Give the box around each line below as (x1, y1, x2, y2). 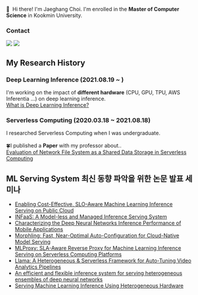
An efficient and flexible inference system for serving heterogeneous (14, 270, 183, 277)
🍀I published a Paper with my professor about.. (6, 142, 122, 149)
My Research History (6, 58, 86, 68)
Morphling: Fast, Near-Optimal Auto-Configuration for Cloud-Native (14, 232, 180, 239)
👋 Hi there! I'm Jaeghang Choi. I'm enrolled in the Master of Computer (6, 6, 180, 12)
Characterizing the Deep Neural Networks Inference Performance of (14, 219, 181, 227)
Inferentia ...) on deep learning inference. (6, 95, 106, 102)
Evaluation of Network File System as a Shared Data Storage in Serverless (6, 149, 187, 156)
